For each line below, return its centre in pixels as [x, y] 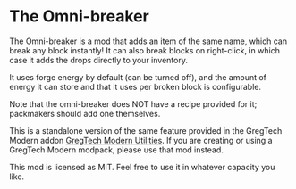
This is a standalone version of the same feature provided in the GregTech [146, 130]
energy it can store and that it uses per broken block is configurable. [135, 86]
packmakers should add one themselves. [85, 113]
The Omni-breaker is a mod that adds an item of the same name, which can [148, 41]
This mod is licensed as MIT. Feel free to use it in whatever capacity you [142, 167]
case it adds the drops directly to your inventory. [98, 60]
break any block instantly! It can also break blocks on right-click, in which [144, 50]
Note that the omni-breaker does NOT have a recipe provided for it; [133, 103]
